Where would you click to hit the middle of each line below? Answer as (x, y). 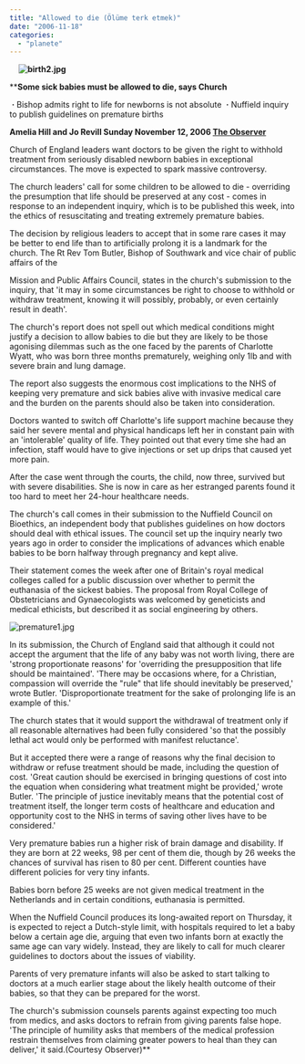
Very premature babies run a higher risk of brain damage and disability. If (147, 843)
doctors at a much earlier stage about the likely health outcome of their (142, 984)
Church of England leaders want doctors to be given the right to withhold (146, 150)
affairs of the (33, 263)
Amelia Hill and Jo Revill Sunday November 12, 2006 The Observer (138, 132)
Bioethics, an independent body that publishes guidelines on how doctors (147, 524)
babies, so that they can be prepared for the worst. (105, 993)
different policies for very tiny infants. (80, 872)
